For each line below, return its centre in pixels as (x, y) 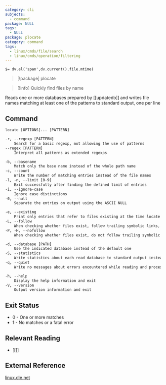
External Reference (35, 365)
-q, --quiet (17, 263)
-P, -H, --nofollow (25, 230)
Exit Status (22, 305)
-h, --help (16, 276)
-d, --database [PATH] (28, 244)
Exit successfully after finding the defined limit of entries (81, 185)
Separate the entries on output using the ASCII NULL (70, 203)
